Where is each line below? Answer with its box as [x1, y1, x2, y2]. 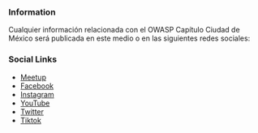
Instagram [19, 89, 54, 99]
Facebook [19, 80, 54, 91]
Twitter [19, 106, 45, 116]
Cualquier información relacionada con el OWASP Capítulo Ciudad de [8, 25, 241, 35]
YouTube [19, 98, 50, 108]
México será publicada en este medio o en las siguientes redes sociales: [8, 33, 251, 43]
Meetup [19, 72, 47, 82]
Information [8, 6, 56, 18]
